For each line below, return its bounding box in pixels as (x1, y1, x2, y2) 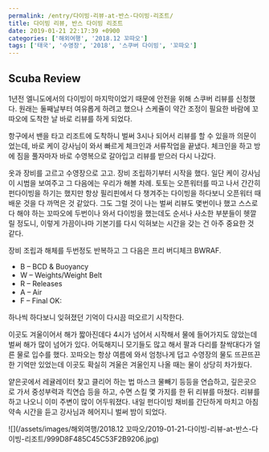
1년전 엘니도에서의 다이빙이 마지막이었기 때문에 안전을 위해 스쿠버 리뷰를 (8, 93, 234, 103)
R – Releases (19, 278, 63, 288)
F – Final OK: (19, 295, 63, 306)
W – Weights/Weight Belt (19, 270, 103, 280)
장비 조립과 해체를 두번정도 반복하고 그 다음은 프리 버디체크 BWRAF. (8, 245, 222, 255)
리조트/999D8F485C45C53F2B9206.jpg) (24, 434, 159, 443)
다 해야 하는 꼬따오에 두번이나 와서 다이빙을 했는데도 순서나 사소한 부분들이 (8, 208, 243, 218)
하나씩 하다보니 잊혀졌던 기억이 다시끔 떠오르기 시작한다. (8, 312, 185, 322)
